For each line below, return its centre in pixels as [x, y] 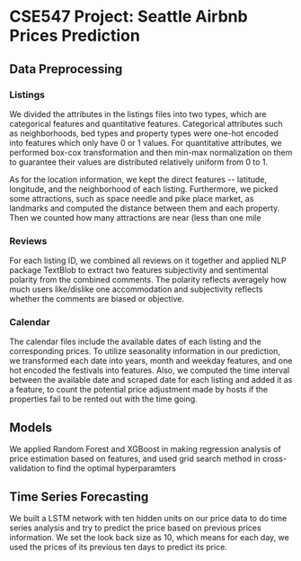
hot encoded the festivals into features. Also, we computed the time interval [150, 370]
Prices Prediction [75, 36]
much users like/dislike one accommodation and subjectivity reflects [136, 289]
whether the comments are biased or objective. [97, 299]
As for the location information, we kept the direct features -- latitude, [138, 179]
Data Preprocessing [66, 69]
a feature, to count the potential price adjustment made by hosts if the [138, 390]
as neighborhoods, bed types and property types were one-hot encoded [144, 133]
